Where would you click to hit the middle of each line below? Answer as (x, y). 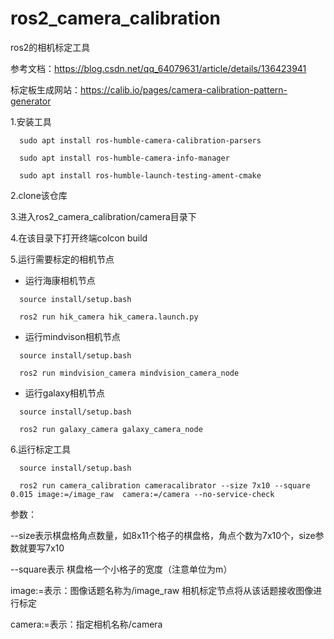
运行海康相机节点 (60, 280)
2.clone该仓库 (39, 195)
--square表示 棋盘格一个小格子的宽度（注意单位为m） (121, 569)
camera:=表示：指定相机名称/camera (86, 624)
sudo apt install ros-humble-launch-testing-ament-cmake (140, 175)
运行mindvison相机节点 (72, 336)
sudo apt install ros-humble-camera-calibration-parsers (140, 140)
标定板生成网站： (45, 89)
